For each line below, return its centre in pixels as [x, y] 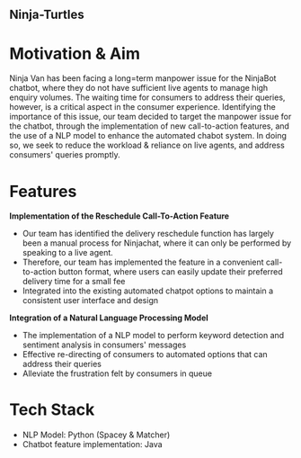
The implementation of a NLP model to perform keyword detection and [153, 336]
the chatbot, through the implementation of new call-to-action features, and [150, 126]
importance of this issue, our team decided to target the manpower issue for [150, 117]
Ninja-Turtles [47, 15]
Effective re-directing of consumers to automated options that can [145, 355]
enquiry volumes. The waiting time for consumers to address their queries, [147, 97]
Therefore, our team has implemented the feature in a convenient [143, 262]
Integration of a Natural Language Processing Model [109, 318]
